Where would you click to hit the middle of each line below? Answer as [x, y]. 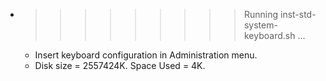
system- [260, 25]
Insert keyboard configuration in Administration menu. [146, 55]
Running [261, 14]
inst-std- [298, 14]
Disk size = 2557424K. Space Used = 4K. [120, 65]
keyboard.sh [269, 35]
